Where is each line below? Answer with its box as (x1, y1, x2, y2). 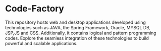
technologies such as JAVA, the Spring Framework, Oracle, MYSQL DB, (5, 24, 151, 30)
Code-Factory (5, 3, 64, 14)
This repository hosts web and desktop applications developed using (5, 19, 146, 25)
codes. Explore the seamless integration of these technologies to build (5, 35, 149, 41)
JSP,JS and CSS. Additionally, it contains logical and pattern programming (5, 30, 157, 36)
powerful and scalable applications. (5, 40, 78, 46)
